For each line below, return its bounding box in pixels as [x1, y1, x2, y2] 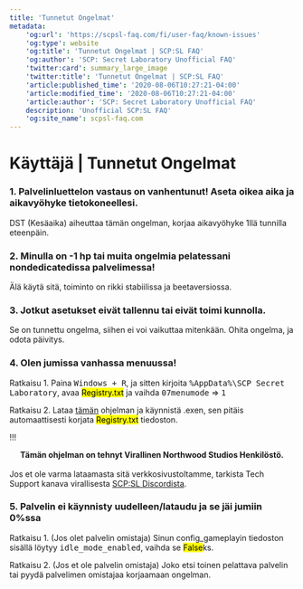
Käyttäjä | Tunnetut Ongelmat [9, 153, 237, 174]
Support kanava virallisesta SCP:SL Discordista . [9, 478, 187, 489]
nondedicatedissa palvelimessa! [9, 261, 156, 273]
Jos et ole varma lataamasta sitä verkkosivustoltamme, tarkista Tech [9, 468, 265, 480]
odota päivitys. [9, 334, 65, 345]
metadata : [9, 22, 47, 31]
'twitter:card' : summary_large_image [25, 64, 168, 73]
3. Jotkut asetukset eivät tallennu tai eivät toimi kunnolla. [9, 304, 267, 317]
